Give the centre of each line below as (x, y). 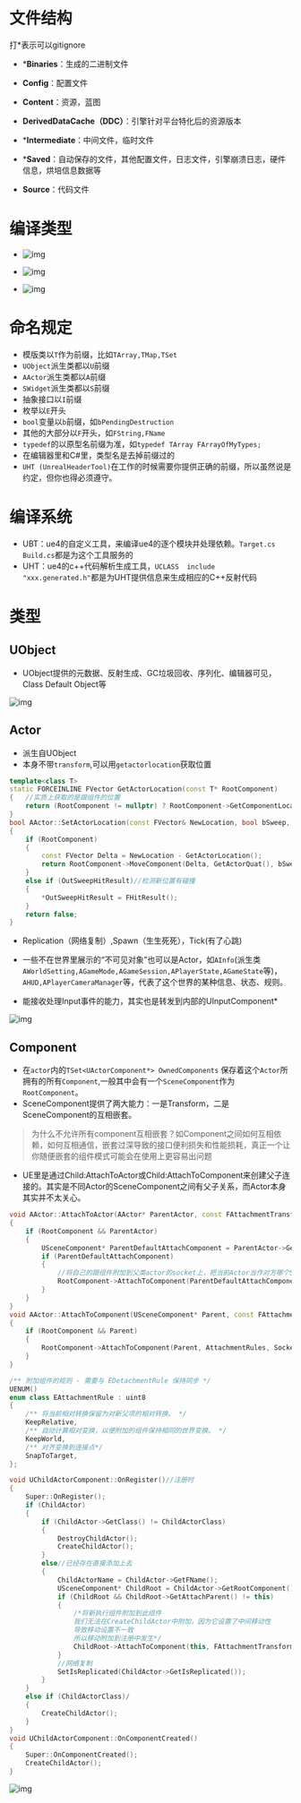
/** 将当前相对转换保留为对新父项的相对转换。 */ (106, 1414)
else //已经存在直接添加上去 (87, 1564)
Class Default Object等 (64, 684)
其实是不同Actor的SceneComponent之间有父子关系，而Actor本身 (166, 1187)
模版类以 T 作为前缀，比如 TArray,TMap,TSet (99, 354)
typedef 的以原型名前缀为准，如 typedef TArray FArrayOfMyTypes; (142, 443)
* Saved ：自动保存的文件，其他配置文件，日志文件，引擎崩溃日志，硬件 (154, 159)
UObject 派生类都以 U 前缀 (66, 365)
